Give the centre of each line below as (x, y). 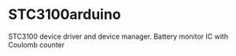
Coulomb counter (37, 44)
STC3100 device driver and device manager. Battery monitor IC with (118, 36)
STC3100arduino (65, 15)
